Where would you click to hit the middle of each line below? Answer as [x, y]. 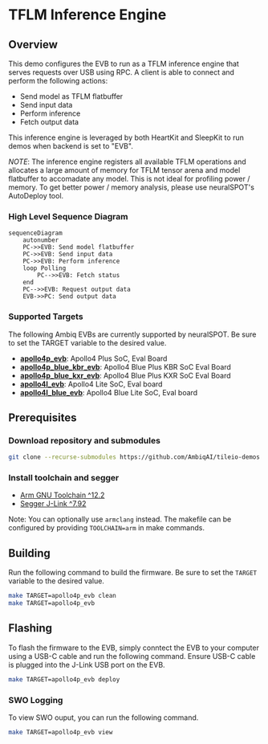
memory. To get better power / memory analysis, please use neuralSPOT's [132, 187]
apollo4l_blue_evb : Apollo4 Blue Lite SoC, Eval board [109, 392]
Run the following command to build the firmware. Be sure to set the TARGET [133, 573]
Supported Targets [46, 317]
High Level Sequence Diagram [68, 216]
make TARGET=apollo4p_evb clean [62, 596]
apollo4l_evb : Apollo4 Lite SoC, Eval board [91, 384]
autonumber [41, 240]
